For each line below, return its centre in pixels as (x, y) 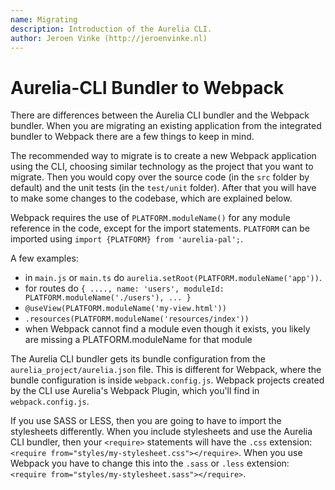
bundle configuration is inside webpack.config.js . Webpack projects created (167, 380)
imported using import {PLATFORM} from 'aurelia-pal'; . (127, 239)
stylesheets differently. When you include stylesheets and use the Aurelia (161, 432)
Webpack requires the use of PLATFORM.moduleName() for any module (150, 218)
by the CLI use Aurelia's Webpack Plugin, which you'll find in (135, 391)
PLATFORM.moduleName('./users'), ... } (108, 298)
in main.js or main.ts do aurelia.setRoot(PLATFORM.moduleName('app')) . (173, 278)
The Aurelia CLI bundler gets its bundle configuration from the (138, 359)
